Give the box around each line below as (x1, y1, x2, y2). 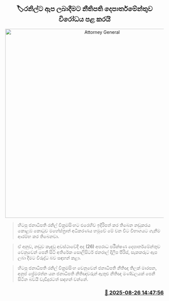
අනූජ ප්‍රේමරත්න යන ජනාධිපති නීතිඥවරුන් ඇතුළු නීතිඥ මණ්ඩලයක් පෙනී (17, 270, 155, 276)
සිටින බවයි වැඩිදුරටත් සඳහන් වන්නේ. (17, 276, 89, 282)
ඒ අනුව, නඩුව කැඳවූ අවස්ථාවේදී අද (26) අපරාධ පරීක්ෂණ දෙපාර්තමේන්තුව (17, 243, 161, 249)
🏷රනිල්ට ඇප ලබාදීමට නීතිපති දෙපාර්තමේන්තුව (16, 5, 153, 13)
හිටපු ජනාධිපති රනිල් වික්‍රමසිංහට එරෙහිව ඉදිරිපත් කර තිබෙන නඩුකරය (17, 222, 151, 228)
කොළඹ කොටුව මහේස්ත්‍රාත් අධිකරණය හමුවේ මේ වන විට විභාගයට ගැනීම (17, 227, 161, 233)
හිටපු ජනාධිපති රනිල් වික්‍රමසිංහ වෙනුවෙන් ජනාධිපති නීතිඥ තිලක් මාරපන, (17, 265, 157, 271)
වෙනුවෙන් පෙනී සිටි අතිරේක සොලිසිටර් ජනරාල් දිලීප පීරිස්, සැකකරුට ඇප (17, 249, 157, 255)
